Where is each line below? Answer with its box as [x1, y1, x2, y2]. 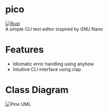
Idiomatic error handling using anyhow [12, 60, 94, 67]
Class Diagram [5, 84, 69, 96]
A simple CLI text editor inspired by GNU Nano [5, 26, 103, 32]
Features [5, 44, 44, 56]
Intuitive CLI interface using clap [12, 66, 81, 72]
